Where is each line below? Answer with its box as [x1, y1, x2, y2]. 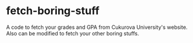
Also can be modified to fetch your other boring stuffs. [6, 29, 140, 37]
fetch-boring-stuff [6, 4, 100, 18]
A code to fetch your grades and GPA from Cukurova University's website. [6, 24, 188, 31]
